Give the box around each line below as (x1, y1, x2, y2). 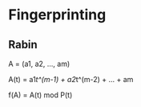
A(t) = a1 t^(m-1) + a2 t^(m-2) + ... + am (8, 75, 134, 84)
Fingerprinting (8, 6, 107, 24)
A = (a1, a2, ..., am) (8, 59, 70, 68)
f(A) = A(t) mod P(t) (8, 90, 73, 100)
